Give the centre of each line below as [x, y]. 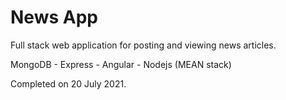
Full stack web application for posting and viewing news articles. [143, 45]
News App [54, 17]
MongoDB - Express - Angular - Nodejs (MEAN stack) [121, 64]
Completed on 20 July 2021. [68, 83]
